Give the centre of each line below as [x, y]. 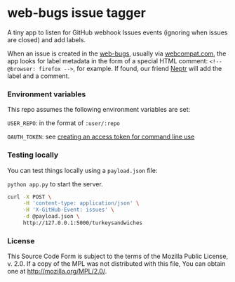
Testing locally [33, 155]
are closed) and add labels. [47, 39]
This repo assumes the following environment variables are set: [99, 110]
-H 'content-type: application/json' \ [81, 203]
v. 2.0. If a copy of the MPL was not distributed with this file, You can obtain [116, 264]
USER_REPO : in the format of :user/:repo [64, 123]
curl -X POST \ [29, 197]
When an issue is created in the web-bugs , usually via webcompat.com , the [117, 53]
